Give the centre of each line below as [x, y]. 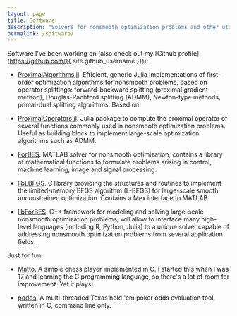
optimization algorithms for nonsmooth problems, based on [121, 83]
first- [213, 75]
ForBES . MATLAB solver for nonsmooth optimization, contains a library [120, 154]
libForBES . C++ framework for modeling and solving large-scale [110, 212]
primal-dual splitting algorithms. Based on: [79, 105]
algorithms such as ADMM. [57, 141]
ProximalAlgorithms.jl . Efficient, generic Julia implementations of [111, 75]
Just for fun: [25, 255]
